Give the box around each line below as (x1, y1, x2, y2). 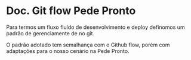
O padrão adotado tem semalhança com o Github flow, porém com (6, 41, 170, 48)
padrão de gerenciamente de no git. (6, 29, 94, 36)
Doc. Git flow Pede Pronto (6, 4, 136, 18)
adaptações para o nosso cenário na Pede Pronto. (6, 47, 130, 54)
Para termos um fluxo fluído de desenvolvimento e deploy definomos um (6, 24, 185, 31)
